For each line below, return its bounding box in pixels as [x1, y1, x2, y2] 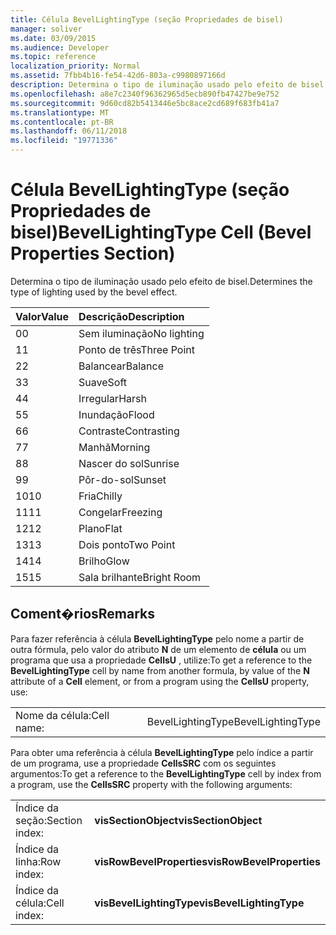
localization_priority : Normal [10, 61, 141, 71]
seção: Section [15, 813, 83, 827]
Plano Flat [78, 521, 123, 535]
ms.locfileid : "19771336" [10, 136, 118, 146]
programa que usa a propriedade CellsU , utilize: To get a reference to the [10, 654, 313, 666]
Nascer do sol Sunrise [78, 456, 180, 470]
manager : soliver [10, 24, 83, 34]
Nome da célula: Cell [15, 708, 110, 722]
